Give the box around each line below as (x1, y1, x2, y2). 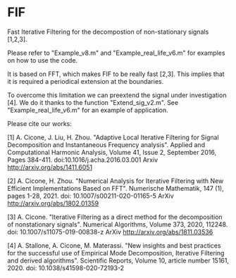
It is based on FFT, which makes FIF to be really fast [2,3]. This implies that (7, 70, 225, 78)
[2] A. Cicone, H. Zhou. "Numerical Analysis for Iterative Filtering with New (7, 177, 224, 185)
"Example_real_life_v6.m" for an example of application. (7, 106, 169, 114)
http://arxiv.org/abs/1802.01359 (7, 198, 99, 208)
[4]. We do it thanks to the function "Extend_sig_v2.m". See (7, 98, 178, 106)
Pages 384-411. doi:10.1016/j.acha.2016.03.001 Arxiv (7, 156, 159, 164)
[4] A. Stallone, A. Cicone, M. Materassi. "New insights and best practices (7, 241, 221, 250)
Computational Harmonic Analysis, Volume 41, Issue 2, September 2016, (7, 148, 217, 156)
